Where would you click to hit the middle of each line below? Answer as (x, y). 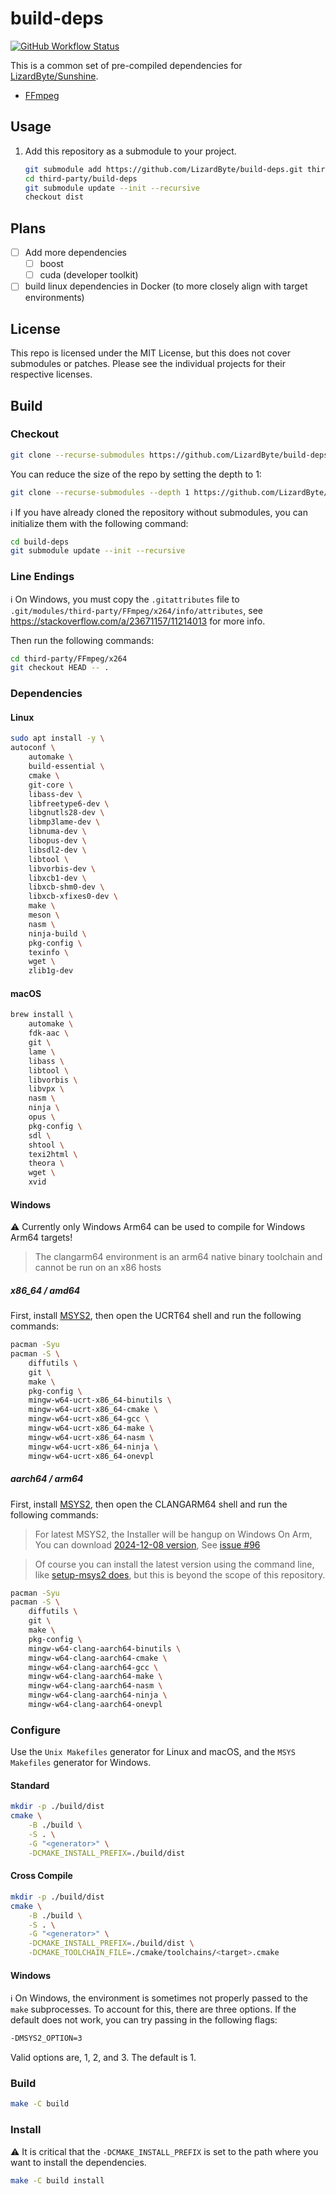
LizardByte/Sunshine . (54, 76)
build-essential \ (66, 767)
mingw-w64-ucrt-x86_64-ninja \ (93, 1447)
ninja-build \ (57, 933)
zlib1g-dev (51, 971)
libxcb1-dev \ (57, 878)
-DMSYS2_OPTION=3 (46, 2038)
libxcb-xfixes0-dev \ (73, 897)
